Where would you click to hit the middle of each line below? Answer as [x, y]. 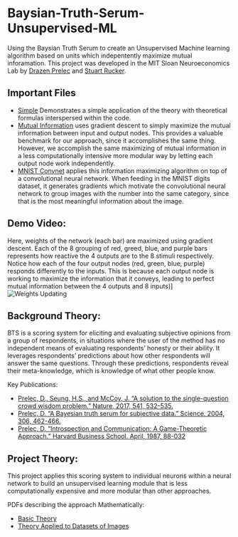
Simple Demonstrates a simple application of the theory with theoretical [122, 110]
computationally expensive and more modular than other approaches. [109, 491]
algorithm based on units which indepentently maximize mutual [100, 56]
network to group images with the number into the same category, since [123, 193]
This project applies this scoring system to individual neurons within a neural [119, 476]
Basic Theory [37, 518]
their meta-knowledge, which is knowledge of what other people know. [111, 371]
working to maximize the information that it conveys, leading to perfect [111, 278]
